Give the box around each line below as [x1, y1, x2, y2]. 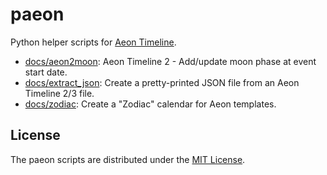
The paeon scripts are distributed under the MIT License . [10, 153, 246, 165]
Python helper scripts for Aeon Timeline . [10, 36, 177, 48]
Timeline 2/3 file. [24, 87, 95, 99]
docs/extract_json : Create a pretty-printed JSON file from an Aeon [24, 76, 300, 88]
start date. [24, 66, 68, 78]
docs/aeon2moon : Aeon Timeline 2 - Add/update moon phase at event [24, 55, 317, 67]
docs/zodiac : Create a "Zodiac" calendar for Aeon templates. [24, 98, 277, 110]
